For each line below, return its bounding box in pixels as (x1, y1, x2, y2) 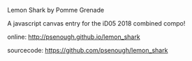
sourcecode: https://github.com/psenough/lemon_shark (7, 46, 168, 54)
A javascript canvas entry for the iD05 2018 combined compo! (7, 19, 186, 27)
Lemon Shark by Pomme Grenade (7, 6, 105, 14)
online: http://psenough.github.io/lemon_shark (7, 33, 141, 41)
